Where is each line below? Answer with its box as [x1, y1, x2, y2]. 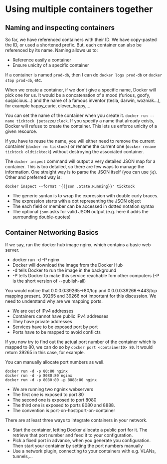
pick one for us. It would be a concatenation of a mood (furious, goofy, [5, 92, 151, 98]
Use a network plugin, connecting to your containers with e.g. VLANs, [12, 448, 156, 454]
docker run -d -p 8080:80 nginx [5, 373, 72, 378]
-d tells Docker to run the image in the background [12, 267, 117, 273]
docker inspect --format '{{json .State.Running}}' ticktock [5, 184, 135, 189]
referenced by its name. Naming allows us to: [5, 47, 98, 53]
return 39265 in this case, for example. [5, 349, 85, 355]
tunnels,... [12, 453, 33, 459]
